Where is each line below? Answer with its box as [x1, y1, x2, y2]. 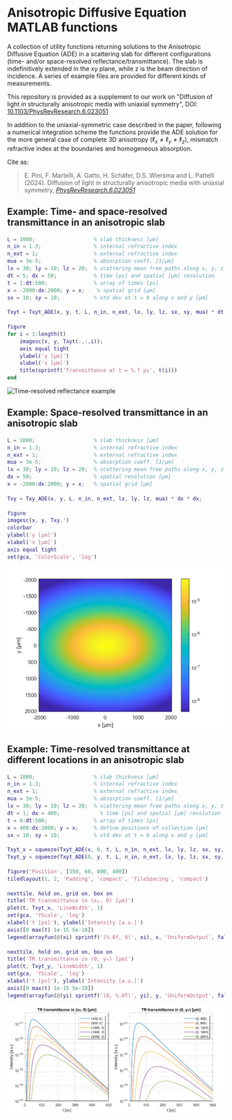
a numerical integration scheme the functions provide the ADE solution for [7, 128, 218, 136]
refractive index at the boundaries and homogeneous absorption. [7, 144, 193, 153]
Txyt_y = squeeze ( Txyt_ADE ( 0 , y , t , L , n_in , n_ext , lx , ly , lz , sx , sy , [7, 854, 224, 861]
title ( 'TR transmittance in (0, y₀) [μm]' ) [7, 955, 135, 962]
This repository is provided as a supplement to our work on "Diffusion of [7, 92, 213, 101]
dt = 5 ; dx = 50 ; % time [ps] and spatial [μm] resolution [7, 272, 215, 279]
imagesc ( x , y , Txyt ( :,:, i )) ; [19, 337, 104, 345]
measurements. [7, 79, 52, 87]
